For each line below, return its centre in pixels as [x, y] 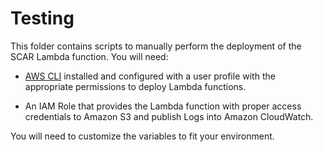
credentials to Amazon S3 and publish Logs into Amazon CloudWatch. [169, 116]
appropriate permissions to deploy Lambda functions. [135, 86]
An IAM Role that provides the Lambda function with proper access [163, 106]
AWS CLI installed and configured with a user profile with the [150, 76]
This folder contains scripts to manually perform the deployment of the [156, 46]
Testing [42, 18]
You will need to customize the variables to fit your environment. [142, 136]
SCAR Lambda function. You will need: [89, 56]
